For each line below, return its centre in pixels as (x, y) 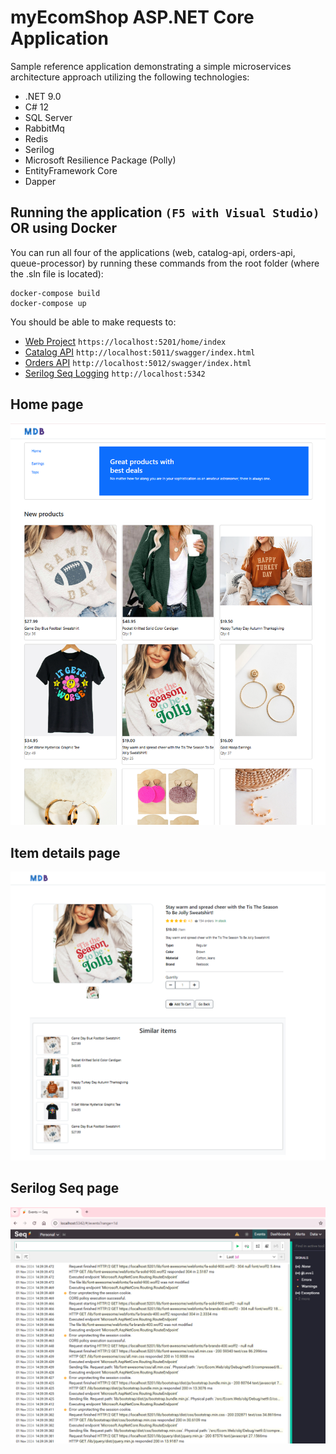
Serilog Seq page (65, 1188)
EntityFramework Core (71, 170)
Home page (47, 404)
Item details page (65, 852)
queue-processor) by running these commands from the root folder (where (165, 263)
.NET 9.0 (43, 96)
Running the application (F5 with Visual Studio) (165, 212)
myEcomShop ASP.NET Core (132, 17)
